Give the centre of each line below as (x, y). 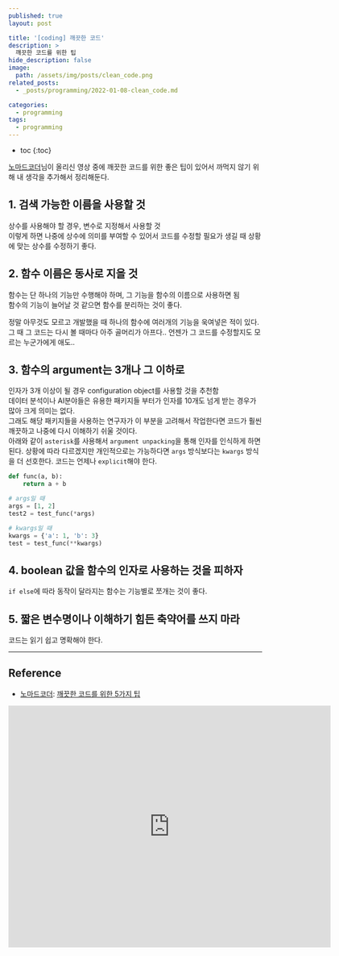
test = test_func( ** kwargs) (56, 543)
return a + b (45, 484)
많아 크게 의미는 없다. (41, 411)
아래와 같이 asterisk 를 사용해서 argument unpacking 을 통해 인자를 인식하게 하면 (135, 441)
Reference (35, 673)
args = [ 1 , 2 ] (32, 506)
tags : (17, 120)
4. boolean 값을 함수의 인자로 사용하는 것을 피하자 (126, 570)
